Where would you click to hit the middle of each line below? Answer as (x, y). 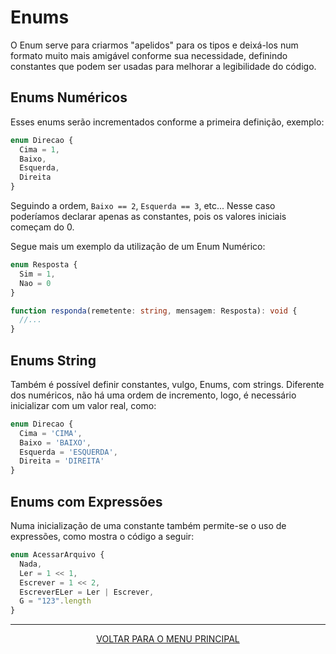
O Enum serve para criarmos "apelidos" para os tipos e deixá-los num (154, 45)
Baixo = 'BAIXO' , (55, 442)
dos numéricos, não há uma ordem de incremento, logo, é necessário (153, 395)
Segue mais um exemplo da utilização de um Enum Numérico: (138, 246)
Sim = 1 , (37, 274)
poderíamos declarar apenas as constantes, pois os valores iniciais (148, 216)
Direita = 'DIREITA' (62, 461)
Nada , (31, 564)
